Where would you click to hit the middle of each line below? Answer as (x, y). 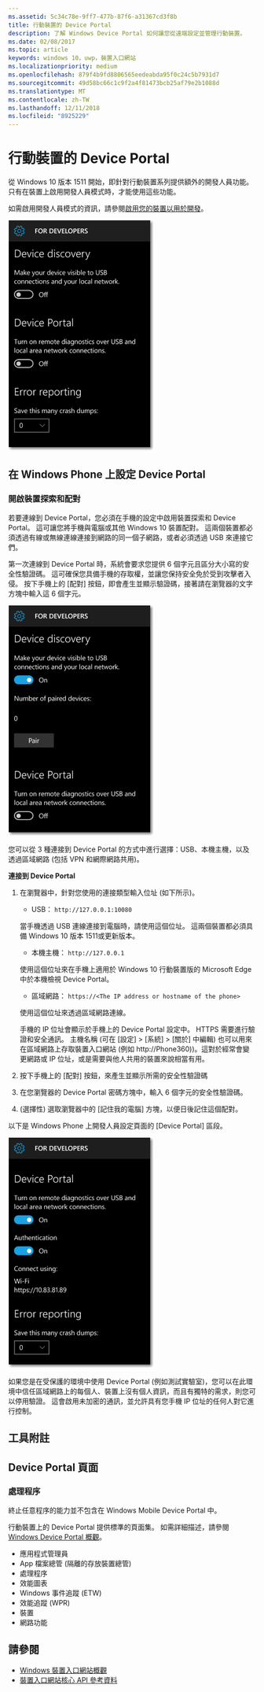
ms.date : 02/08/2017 (42, 42)
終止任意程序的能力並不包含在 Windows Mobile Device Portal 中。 (115, 1510)
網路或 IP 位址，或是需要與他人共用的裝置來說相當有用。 (118, 1058)
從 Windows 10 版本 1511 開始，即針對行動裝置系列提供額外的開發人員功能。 (131, 182)
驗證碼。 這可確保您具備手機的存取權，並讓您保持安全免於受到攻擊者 (133, 574)
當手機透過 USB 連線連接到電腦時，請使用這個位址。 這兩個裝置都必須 (133, 925)
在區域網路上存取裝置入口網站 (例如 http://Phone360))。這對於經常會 (131, 1049)
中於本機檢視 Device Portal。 (66, 979)
